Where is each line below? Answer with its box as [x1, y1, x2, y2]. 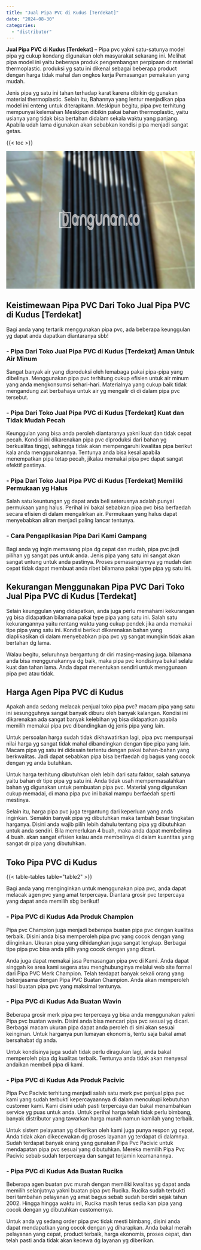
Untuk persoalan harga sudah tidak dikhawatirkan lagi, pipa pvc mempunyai [6, 734, 193, 741]
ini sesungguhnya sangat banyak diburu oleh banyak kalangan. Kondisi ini [6, 710, 188, 717]
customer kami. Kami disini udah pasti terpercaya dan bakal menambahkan [6, 1102, 191, 1110]
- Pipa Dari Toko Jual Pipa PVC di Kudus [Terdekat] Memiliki [6, 477, 183, 485]
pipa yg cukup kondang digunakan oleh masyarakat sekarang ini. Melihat [6, 52, 187, 59]
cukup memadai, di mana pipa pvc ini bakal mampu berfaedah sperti [6, 790, 175, 797]
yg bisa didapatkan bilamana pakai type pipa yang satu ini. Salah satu [6, 614, 178, 621]
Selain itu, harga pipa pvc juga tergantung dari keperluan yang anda [6, 808, 173, 815]
